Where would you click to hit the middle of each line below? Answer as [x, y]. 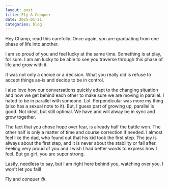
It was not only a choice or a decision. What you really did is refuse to [78, 75]
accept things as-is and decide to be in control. [55, 80]
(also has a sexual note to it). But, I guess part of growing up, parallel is [80, 106]
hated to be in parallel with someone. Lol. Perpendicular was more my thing [84, 101]
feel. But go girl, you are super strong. [45, 154]
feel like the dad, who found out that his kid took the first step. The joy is [81, 138]
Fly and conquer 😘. [26, 179]
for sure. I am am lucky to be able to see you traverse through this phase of [84, 60]
